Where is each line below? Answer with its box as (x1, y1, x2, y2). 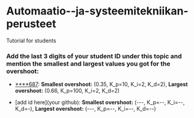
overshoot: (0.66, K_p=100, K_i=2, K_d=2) (14, 87, 120, 95)
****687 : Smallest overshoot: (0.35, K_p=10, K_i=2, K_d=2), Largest (14, 81, 188, 88)
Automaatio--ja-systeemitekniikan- (6, 4, 189, 18)
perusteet (6, 17, 56, 31)
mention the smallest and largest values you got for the (6, 59, 171, 67)
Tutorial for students (6, 37, 56, 44)
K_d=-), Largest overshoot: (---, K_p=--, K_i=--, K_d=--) (14, 105, 156, 113)
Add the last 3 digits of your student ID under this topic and (6, 52, 182, 60)
